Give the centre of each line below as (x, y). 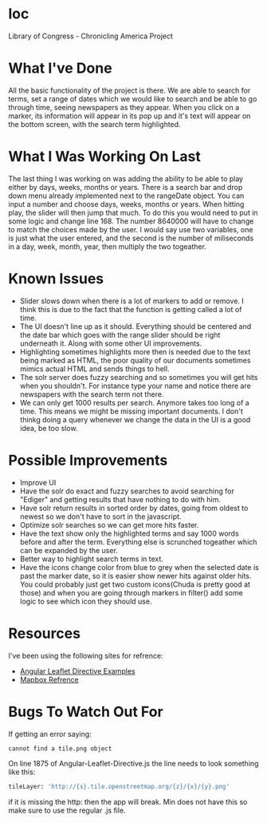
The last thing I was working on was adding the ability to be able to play (126, 178)
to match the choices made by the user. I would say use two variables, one (131, 229)
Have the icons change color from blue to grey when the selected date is (139, 567)
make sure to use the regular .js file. (67, 810)
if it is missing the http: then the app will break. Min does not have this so (128, 802)
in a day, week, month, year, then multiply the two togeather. (108, 246)
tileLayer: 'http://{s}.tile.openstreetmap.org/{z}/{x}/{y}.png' (119, 787)
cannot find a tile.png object (60, 748)
